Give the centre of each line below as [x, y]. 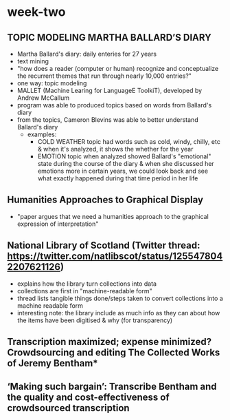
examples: [42, 134]
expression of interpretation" [58, 224]
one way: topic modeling [52, 83]
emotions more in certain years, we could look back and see [123, 171]
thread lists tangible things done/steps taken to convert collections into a [120, 298]
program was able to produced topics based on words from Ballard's [114, 105]
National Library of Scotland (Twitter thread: [104, 245]
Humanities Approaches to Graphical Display [105, 200]
